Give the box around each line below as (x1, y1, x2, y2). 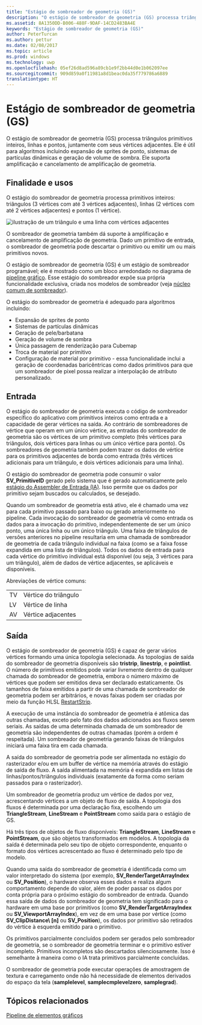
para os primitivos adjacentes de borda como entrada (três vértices (6, 452, 173, 459)
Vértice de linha (23, 601, 68, 609)
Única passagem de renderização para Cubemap (14, 342, 137, 349)
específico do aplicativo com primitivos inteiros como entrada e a (6, 414, 168, 421)
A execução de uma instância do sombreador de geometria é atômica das (6, 710, 189, 717)
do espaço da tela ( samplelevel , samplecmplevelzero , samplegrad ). (6, 978, 179, 986)
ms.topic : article (6, 48, 52, 54)
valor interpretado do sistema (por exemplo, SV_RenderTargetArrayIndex (6, 872, 189, 879)
